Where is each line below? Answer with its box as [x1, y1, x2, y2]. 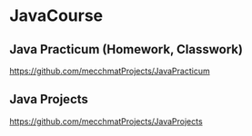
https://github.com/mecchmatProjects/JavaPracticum [9, 65, 211, 76]
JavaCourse [9, 5, 103, 26]
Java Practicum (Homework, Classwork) [9, 42, 244, 57]
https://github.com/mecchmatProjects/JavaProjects [9, 115, 203, 127]
